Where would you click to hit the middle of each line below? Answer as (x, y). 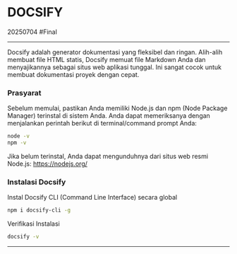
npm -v (17, 143)
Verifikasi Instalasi (34, 224)
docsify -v (23, 237)
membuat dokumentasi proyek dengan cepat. (73, 74)
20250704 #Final (32, 32)
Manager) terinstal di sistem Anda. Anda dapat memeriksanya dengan (109, 116)
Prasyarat (24, 92)
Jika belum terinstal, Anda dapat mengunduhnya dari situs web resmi (108, 156)
